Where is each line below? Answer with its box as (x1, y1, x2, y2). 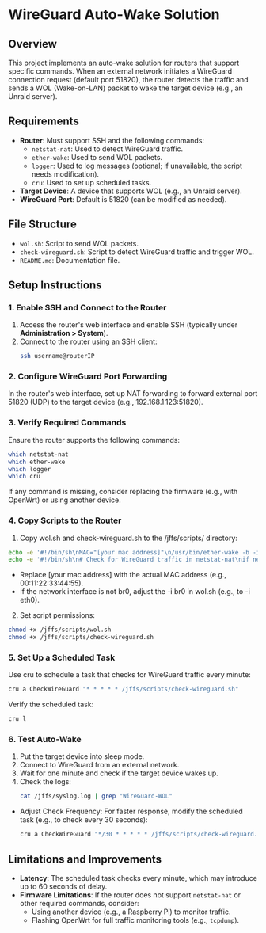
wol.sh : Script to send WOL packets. (19, 238, 139, 248)
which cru (8, 473, 41, 481)
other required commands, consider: (19, 898, 140, 908)
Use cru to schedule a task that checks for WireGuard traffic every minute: (8, 670, 251, 680)
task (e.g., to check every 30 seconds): (19, 815, 148, 824)
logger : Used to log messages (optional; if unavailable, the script (31, 161, 243, 170)
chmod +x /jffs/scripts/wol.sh (8, 626, 112, 634)
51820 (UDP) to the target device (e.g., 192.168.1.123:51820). (8, 398, 203, 407)
